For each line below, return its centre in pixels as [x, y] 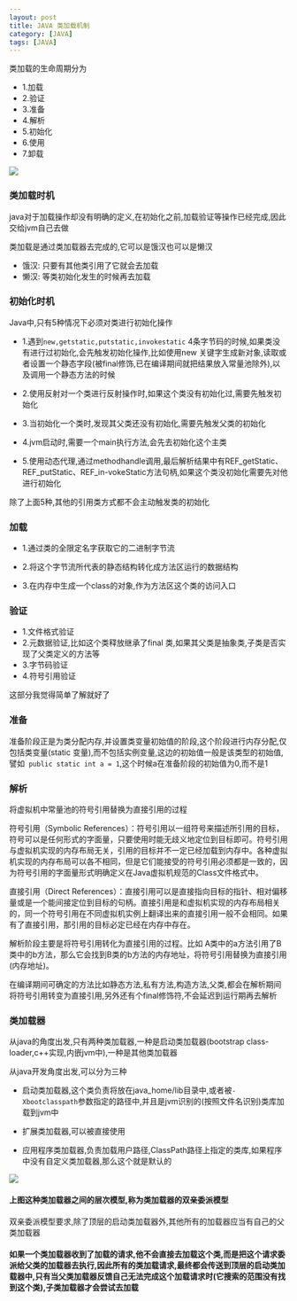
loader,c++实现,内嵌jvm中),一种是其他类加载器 [94, 1053]
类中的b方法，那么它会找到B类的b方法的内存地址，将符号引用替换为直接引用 [148, 954]
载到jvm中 [40, 1112]
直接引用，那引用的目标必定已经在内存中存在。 [110, 925]
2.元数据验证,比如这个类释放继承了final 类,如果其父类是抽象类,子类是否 [150, 643]
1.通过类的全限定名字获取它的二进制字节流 [98, 548]
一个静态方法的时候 [80, 374]
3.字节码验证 [45, 665]
